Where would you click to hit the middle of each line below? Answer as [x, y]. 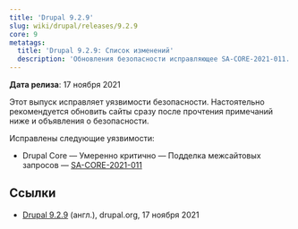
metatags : [28, 42]
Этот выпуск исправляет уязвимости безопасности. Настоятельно [137, 102]
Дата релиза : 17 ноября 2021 [65, 85]
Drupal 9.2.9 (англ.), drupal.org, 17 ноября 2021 [111, 215]
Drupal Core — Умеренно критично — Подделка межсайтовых [141, 156]
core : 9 [24, 34]
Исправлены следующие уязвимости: [82, 138]
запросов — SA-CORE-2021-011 [82, 165]
